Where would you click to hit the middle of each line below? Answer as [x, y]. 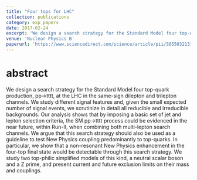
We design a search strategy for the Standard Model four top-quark [88, 89]
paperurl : [18, 45]
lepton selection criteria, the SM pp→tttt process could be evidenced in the [97, 120]
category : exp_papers [33, 22]
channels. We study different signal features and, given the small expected [96, 102]
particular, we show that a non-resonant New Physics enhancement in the [95, 145]
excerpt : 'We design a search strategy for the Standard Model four [91, 33]
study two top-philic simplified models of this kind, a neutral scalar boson [95, 158]
